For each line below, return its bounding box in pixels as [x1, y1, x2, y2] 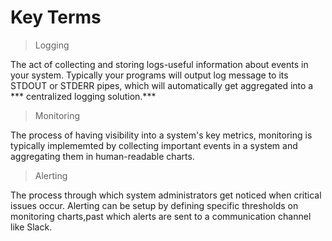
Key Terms [10, 6, 102, 29]
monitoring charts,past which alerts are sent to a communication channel [10, 210, 312, 222]
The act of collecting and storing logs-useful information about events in [10, 58, 309, 70]
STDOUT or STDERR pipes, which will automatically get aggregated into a [10, 79, 314, 91]
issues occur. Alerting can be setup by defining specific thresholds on [10, 199, 299, 211]
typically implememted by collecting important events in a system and [10, 139, 298, 151]
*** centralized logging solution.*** [10, 90, 157, 102]
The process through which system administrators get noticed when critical [10, 189, 322, 201]
